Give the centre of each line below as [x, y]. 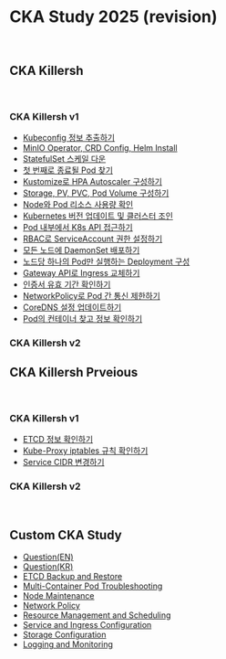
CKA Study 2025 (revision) [113, 17]
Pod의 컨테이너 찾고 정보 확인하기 [82, 319]
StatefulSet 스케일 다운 [64, 159]
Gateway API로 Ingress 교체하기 [81, 273]
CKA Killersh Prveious [74, 372]
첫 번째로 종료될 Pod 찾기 [68, 170]
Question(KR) [48, 567]
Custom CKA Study [66, 535]
